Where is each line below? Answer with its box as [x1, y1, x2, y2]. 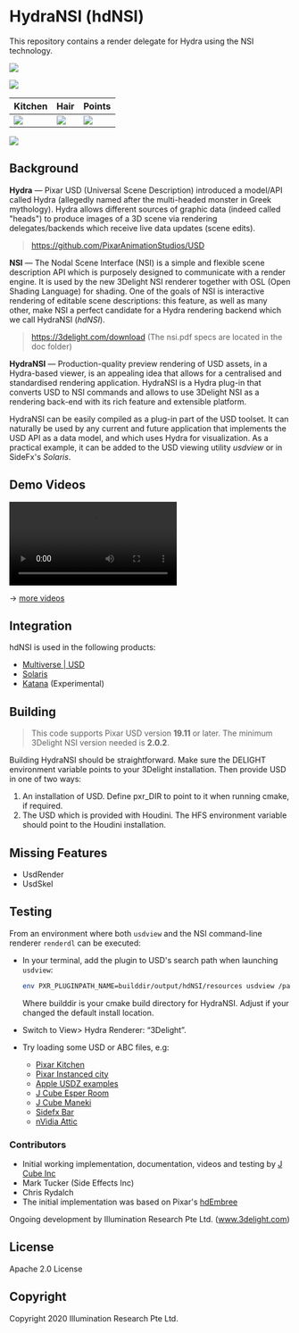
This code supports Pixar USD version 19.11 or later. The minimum [30, 728, 273, 738]
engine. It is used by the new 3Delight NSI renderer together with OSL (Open [9, 276, 291, 287]
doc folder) [30, 341, 73, 352]
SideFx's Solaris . [9, 451, 71, 462]
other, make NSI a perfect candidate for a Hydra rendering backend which [9, 304, 282, 315]
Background [9, 161, 79, 176]
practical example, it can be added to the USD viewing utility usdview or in [9, 442, 283, 453]
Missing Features [9, 846, 108, 861]
